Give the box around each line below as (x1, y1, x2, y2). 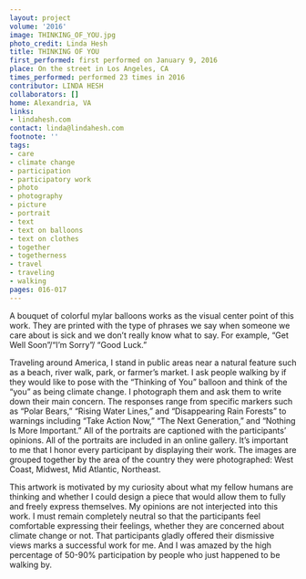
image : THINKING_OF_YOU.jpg (9, 30, 117, 39)
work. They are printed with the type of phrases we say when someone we (9, 320, 291, 331)
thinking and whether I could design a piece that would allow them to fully (9, 490, 287, 502)
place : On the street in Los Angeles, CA (9, 65, 169, 74)
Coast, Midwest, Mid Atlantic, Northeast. (9, 463, 161, 475)
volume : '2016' (9, 22, 67, 31)
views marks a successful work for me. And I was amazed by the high (9, 540, 271, 551)
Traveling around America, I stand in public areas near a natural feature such (9, 357, 297, 368)
